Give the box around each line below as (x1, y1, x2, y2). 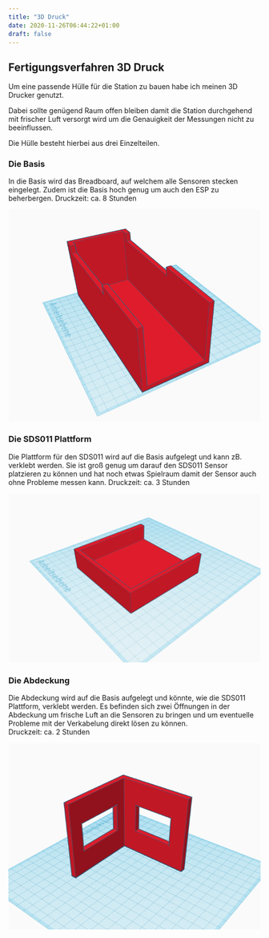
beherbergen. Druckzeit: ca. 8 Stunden (8, 193, 138, 204)
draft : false (8, 30, 52, 38)
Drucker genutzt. (8, 91, 64, 100)
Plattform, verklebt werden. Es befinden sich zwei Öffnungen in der (8, 701, 231, 711)
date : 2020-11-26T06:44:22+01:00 (8, 21, 120, 30)
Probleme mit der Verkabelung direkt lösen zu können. (8, 718, 188, 729)
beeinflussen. (8, 123, 54, 132)
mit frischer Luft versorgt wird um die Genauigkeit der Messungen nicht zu (8, 115, 255, 124)
